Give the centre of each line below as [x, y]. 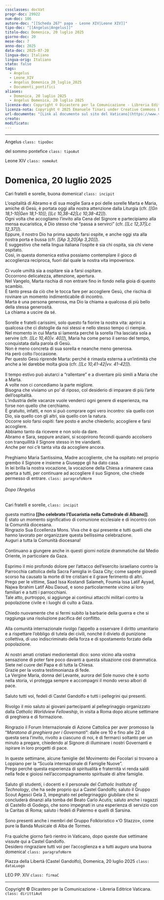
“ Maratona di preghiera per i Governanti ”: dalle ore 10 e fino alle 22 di [75, 732]
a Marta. [13, 380]
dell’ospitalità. [19, 395]
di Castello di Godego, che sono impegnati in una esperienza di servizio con [82, 805]
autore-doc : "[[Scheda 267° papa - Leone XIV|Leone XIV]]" [66, 23]
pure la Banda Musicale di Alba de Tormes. [48, 826]
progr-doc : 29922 [23, 14]
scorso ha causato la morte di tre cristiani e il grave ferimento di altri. [74, 577]
